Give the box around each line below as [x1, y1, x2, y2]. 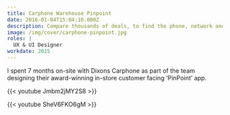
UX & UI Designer [13, 42, 63, 48]
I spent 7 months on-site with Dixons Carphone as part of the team [7, 66, 195, 75]
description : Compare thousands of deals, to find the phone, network [7, 22, 213, 29]
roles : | [7, 35, 32, 42]
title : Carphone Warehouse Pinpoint [7, 10, 112, 17]
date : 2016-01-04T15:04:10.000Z [7, 16, 99, 23]
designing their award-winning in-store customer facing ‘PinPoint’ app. [7, 73, 207, 82]
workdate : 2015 [7, 48, 51, 55]
